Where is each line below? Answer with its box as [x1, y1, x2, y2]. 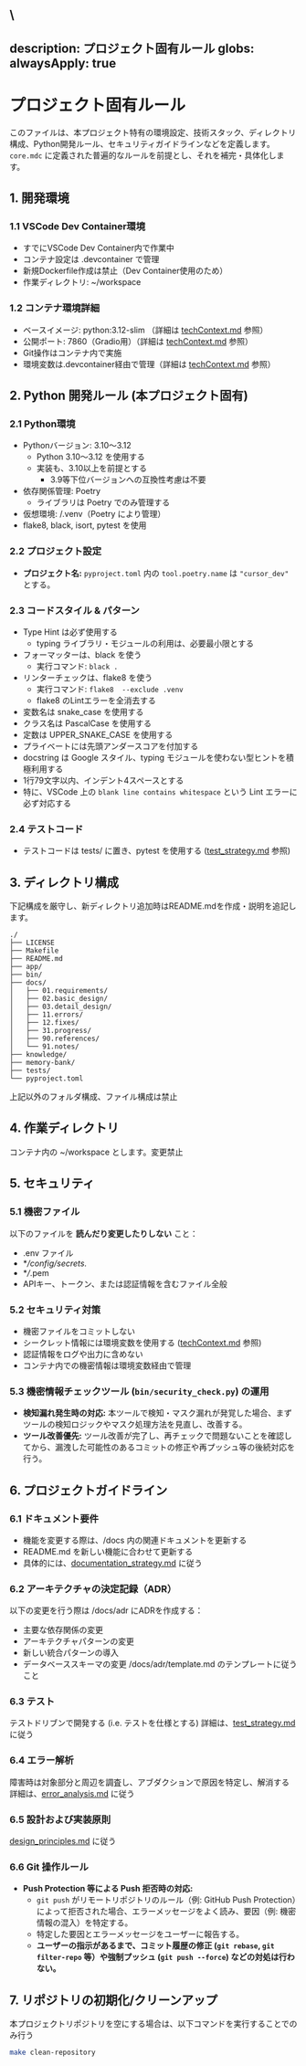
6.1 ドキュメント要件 [9, 1512, 99, 1524]
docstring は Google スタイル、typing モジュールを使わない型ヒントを [22, 752, 287, 763]
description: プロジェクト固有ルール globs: [9, 40, 255, 56]
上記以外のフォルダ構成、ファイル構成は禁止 [9, 1091, 178, 1102]
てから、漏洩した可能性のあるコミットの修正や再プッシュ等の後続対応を [22, 1442, 295, 1453]
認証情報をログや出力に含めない [22, 1348, 143, 1359]
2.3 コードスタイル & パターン [9, 604, 140, 617]
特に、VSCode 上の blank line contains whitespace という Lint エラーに [22, 785, 298, 797]
